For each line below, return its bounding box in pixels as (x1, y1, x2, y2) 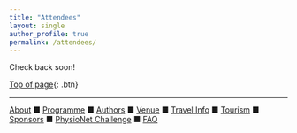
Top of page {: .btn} (9, 79, 80, 90)
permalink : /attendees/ (9, 37, 97, 47)
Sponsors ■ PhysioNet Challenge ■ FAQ (9, 114, 158, 125)
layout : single (9, 21, 65, 30)
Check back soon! (9, 62, 75, 73)
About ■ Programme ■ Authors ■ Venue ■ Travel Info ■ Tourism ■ (9, 105, 260, 115)
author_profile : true (9, 29, 89, 38)
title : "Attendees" (9, 12, 81, 22)
